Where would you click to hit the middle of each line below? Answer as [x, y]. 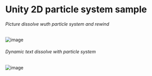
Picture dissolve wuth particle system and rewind [57, 24]
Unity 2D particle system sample [76, 9]
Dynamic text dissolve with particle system [51, 51]
